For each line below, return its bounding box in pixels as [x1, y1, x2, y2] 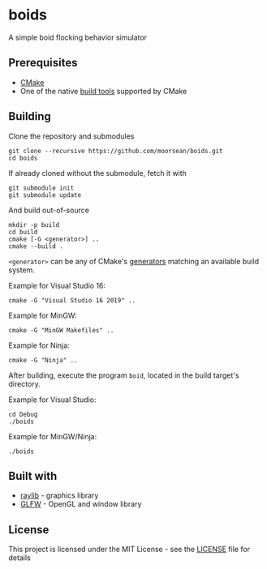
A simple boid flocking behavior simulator [8, 32, 148, 42]
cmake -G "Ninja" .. [8, 356, 79, 364]
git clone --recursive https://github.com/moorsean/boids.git [8, 147, 223, 155]
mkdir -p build [8, 220, 60, 229]
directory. [8, 379, 41, 388]
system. [8, 265, 35, 275]
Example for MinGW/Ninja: [8, 431, 97, 441]
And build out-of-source [8, 205, 89, 215]
